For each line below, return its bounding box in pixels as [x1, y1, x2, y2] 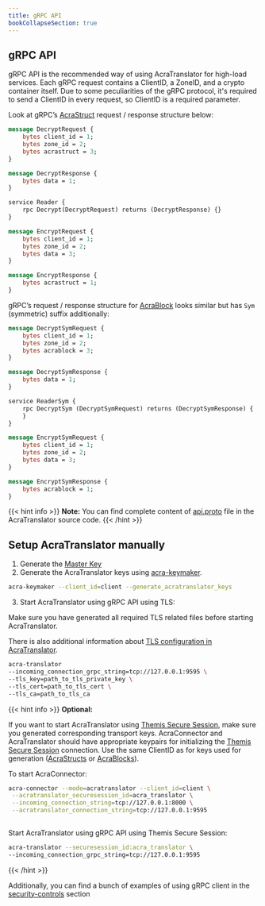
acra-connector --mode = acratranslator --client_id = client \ [8, 784, 212, 792]
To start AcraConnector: [8, 769, 87, 778]
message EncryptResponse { [8, 272, 98, 280]
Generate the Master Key [19, 559, 102, 569]
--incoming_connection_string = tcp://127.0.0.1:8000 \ [11, 799, 194, 807]
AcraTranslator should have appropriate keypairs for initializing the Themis [8, 736, 252, 746]
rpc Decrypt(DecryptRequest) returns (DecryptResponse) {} [22, 206, 222, 214]
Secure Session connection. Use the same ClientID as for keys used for [8, 745, 242, 754]
